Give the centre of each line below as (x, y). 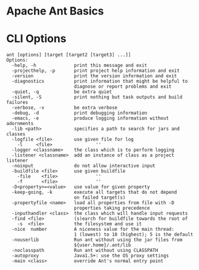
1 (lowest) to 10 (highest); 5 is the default (133, 235)
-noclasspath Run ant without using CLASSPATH (85, 251)
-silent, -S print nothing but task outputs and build (97, 97)
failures (17, 103)
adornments (20, 124)
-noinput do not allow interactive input (83, 166)
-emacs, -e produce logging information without (90, 118)
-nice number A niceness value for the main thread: (93, 230)
